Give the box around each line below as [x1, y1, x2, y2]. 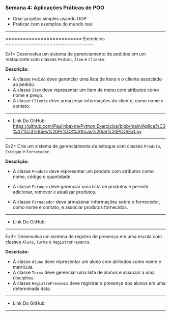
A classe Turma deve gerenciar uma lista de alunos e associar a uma [12, 269, 155, 276]
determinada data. [12, 285, 51, 292]
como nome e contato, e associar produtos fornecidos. [12, 204, 128, 210]
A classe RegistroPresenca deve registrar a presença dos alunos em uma [12, 280, 166, 286]
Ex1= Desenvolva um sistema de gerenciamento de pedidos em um [5, 51, 146, 57]
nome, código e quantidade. [12, 174, 72, 180]
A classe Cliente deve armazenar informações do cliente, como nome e [12, 98, 164, 104]
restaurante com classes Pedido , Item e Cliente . [5, 56, 106, 63]
